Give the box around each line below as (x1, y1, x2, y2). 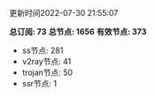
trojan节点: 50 (21, 67, 74, 78)
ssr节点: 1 (21, 78, 58, 88)
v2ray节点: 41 (21, 56, 72, 66)
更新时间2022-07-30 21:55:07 (9, 8, 119, 18)
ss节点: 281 (21, 45, 64, 56)
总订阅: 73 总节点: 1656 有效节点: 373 (9, 26, 147, 37)
